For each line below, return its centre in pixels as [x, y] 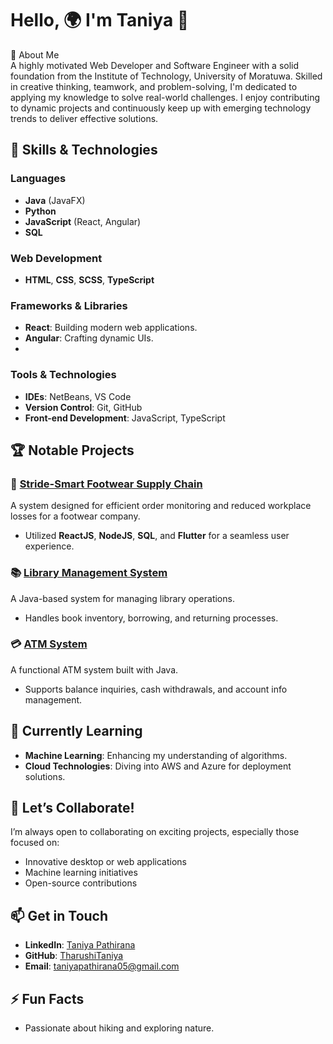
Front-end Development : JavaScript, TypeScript [125, 418]
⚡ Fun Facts [47, 998]
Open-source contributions [81, 883]
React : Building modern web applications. [111, 328]
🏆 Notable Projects [72, 450]
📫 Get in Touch [59, 915]
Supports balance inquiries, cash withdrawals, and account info [156, 689]
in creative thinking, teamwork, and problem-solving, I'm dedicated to [154, 86]
